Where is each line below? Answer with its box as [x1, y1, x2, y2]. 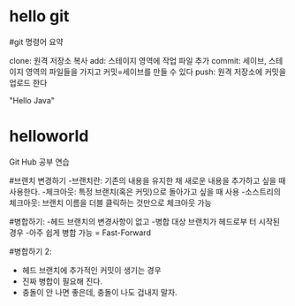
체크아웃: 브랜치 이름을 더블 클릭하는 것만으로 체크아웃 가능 [9, 197, 212, 208]
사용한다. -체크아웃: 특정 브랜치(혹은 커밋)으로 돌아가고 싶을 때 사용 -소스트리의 [9, 186, 281, 196]
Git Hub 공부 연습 [9, 157, 71, 167]
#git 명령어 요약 [9, 36, 64, 47]
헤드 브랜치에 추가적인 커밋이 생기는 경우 [21, 264, 162, 275]
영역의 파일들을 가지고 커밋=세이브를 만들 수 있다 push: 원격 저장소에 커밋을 [25, 66, 287, 77]
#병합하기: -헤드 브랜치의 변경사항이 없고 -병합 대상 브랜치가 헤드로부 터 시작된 [9, 216, 281, 226]
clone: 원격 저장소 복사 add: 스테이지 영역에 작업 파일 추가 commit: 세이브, [9, 55, 267, 65]
